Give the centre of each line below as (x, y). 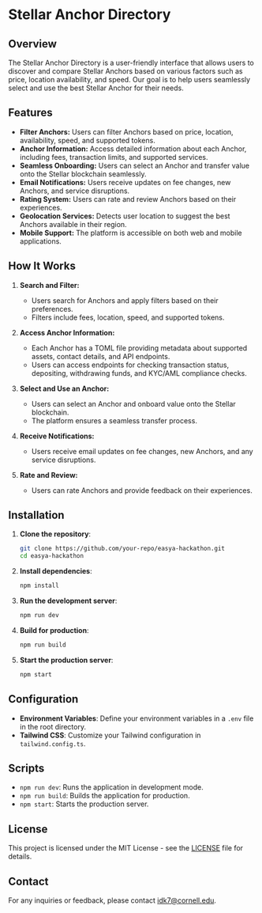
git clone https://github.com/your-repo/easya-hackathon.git (122, 549)
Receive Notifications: (57, 436)
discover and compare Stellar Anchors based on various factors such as (125, 71)
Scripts (26, 768)
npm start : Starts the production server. (84, 804)
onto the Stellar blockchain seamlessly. (83, 174)
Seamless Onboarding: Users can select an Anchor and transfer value (135, 165)
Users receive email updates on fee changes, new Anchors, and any (142, 451)
